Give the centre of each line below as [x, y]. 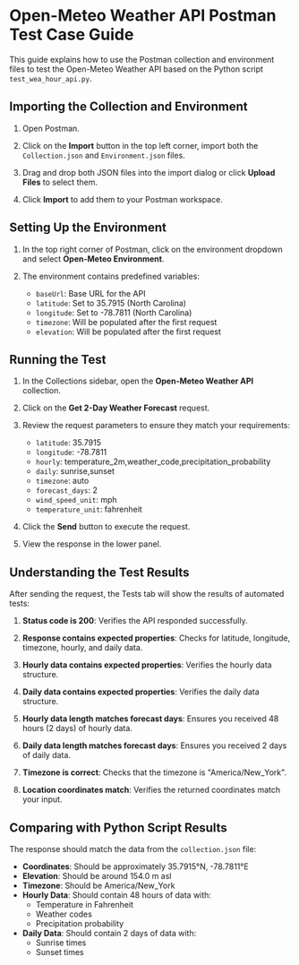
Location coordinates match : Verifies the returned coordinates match [151, 790]
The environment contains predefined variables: [111, 276]
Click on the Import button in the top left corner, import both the [140, 145]
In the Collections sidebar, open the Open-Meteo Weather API [137, 381]
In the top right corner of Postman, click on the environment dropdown [153, 249]
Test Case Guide [72, 34]
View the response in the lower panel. [92, 544]
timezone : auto [62, 481]
